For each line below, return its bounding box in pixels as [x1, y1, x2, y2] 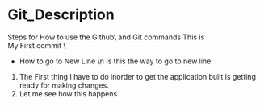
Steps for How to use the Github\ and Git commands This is [7, 32, 205, 42]
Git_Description [7, 6, 115, 24]
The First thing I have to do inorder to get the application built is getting [19, 71, 256, 81]
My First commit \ [7, 40, 66, 50]
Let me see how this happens [19, 88, 118, 98]
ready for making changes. [19, 80, 110, 90]
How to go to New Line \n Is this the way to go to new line [19, 56, 212, 66]
